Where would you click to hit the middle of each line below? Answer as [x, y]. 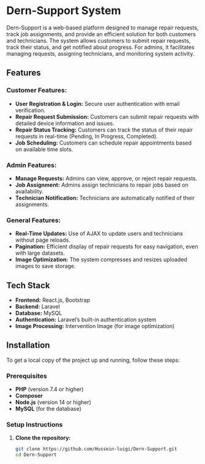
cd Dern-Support [36, 455]
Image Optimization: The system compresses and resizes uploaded [101, 260]
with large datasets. [40, 253]
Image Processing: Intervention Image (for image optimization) [95, 326]
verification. [30, 110]
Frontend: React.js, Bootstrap [53, 300]
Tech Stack [28, 285]
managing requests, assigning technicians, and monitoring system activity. [100, 53]
